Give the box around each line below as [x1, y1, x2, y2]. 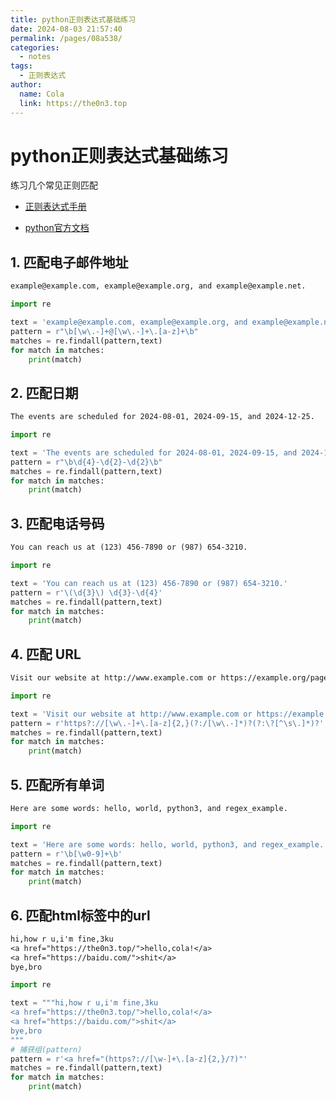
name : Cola [19, 89, 65, 99]
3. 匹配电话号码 [10, 515, 105, 532]
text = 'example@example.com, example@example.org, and [10, 317, 248, 327]
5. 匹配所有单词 [10, 776, 105, 793]
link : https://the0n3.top [19, 98, 128, 108]
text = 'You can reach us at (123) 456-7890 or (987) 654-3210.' [10, 578, 288, 588]
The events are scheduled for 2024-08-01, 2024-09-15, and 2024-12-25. [10, 412, 315, 422]
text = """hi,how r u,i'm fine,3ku [10, 998, 159, 1008]
